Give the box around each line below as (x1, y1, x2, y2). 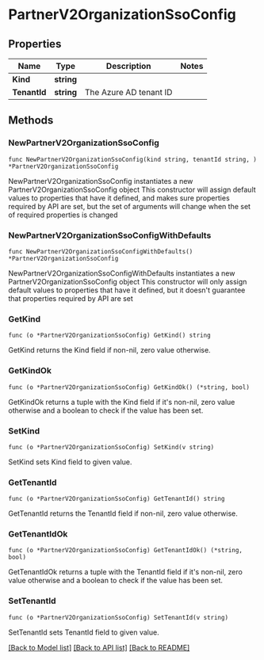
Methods (8, 113, 54, 128)
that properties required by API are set (8, 293, 133, 303)
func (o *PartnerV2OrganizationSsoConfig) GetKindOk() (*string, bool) (8, 383, 250, 391)
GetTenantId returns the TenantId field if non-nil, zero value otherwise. (8, 509, 238, 518)
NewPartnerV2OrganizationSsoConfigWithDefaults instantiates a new (8, 268, 235, 278)
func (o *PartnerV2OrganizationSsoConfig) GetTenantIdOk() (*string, (8, 547, 243, 555)
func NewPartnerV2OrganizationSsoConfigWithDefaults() (8, 247, 193, 255)
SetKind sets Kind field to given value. (8, 457, 132, 467)
